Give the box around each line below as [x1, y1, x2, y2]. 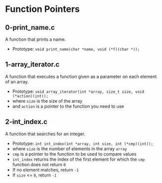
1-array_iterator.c [5, 61, 60, 69]
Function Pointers [5, 3, 80, 15]
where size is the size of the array [12, 98, 83, 104]
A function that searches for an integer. [5, 130, 85, 137]
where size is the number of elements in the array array [12, 145, 127, 152]
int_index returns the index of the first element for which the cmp [12, 156, 145, 162]
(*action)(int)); [12, 93, 49, 99]
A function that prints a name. [5, 36, 66, 42]
